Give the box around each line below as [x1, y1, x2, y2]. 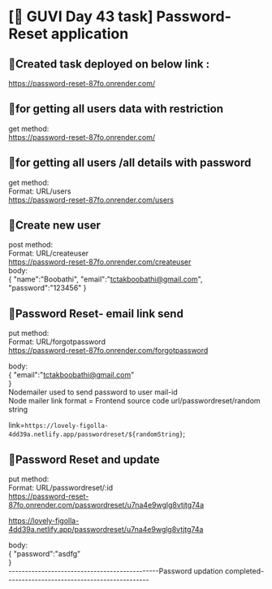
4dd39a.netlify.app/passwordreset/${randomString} [8, 430, 183, 438]
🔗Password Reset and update [8, 452, 160, 466]
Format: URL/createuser [8, 248, 89, 259]
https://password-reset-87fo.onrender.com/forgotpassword [8, 346, 209, 356]
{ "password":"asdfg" [8, 549, 81, 559]
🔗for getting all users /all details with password [8, 156, 252, 170]
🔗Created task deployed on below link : [8, 57, 209, 71]
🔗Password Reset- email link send [8, 307, 184, 321]
